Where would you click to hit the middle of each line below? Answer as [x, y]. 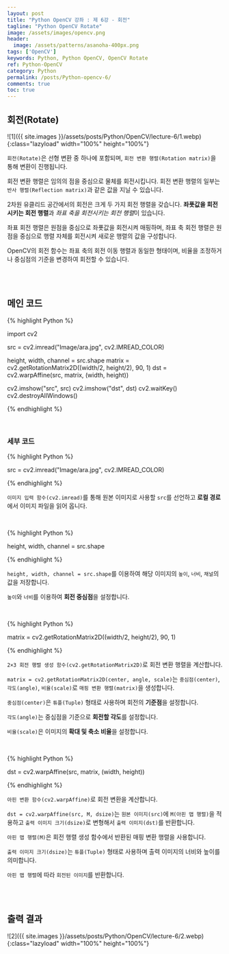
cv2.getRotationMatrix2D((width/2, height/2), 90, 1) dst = [87, 367]
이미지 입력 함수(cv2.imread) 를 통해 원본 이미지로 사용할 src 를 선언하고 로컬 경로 [114, 498]
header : [18, 39]
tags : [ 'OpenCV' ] [32, 52]
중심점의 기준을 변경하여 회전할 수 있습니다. [72, 259]
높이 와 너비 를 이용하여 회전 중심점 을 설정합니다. [68, 597]
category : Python [32, 71]
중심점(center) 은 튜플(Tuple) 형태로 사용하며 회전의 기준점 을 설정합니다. [103, 702]
